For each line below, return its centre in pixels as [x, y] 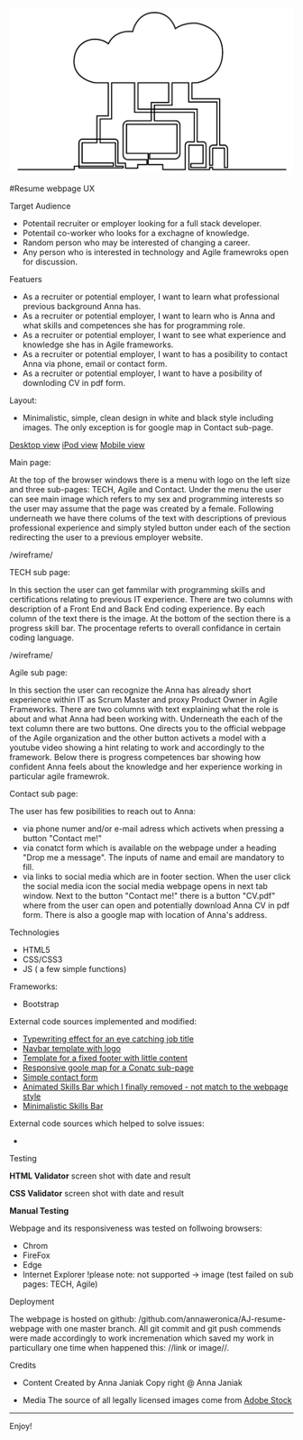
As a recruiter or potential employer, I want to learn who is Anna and [149, 316]
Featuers [26, 279]
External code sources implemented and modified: [103, 1021]
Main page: [30, 462]
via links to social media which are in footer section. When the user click [156, 876]
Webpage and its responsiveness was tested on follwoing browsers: [136, 1228]
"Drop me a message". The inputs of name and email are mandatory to [153, 857]
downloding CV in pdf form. [74, 382]
